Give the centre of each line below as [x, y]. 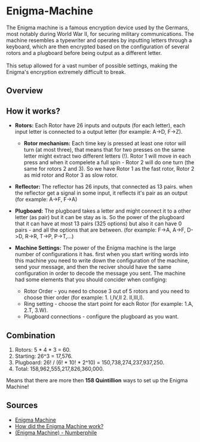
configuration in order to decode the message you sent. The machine [100, 274]
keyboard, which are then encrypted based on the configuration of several [98, 47]
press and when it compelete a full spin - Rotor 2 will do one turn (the [109, 162]
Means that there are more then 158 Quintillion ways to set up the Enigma [97, 380]
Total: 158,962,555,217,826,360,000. [59, 369]
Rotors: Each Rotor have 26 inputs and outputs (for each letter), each [100, 125]
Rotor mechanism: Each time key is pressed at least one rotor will [105, 143]
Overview [25, 91]
